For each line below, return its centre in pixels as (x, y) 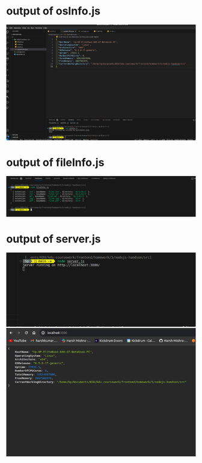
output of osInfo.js (54, 11)
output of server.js (54, 239)
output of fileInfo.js (55, 162)
